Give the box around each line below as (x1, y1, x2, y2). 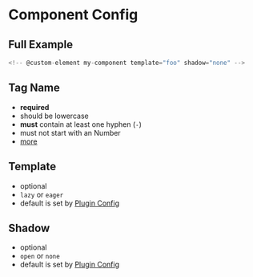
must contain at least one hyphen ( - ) (19, 119, 143, 129)
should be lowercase (19, 111, 90, 120)
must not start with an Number (19, 128, 122, 137)
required (19, 102, 50, 112)
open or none (19, 251, 60, 261)
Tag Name (8, 81, 60, 95)
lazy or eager (19, 189, 64, 199)
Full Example (8, 38, 74, 51)
